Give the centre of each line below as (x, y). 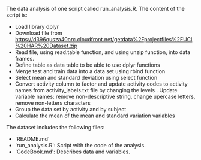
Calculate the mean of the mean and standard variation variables (95, 116)
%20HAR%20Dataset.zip (46, 46)
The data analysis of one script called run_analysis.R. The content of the (95, 9)
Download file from (39, 33)
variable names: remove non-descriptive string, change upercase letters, (105, 96)
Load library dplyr (37, 27)
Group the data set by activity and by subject (70, 109)
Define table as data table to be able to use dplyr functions (87, 65)
